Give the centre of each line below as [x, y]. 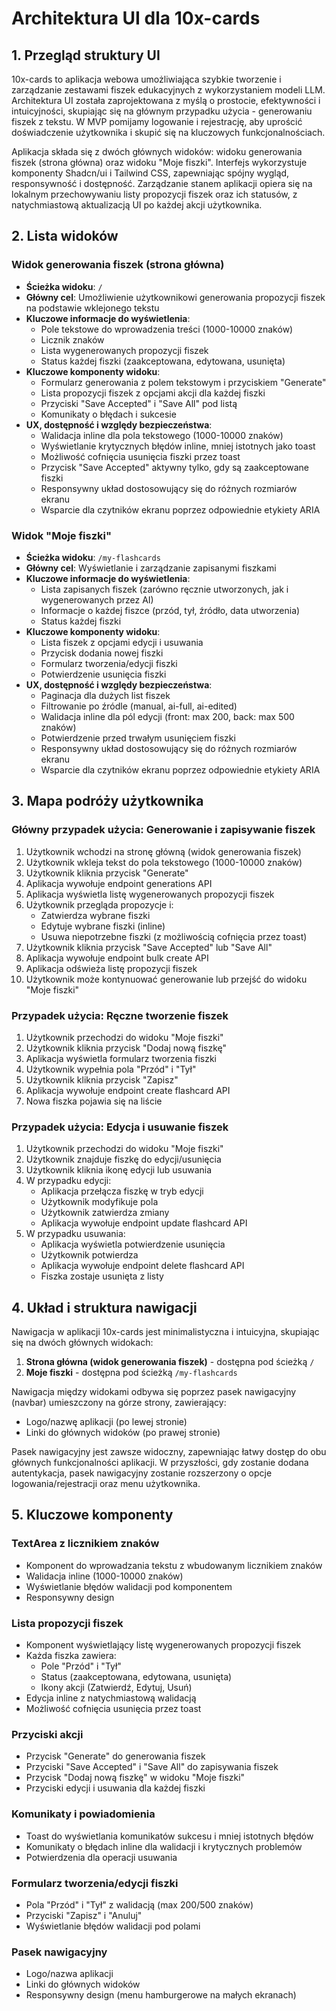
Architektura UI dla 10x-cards [136, 18]
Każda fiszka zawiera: [71, 1656]
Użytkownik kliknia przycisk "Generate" [107, 873]
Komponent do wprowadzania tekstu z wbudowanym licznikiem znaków [174, 1565]
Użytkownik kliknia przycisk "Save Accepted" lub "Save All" [149, 947]
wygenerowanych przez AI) [97, 599]
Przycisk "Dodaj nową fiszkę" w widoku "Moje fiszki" [135, 1778]
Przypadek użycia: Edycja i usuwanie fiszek [120, 1127]
